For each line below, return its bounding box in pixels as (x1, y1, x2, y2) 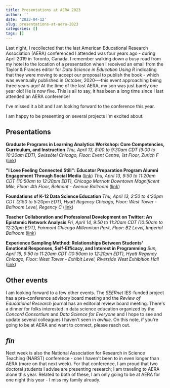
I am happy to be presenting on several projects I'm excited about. (6, 113, 144, 119)
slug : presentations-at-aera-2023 (6, 21, 79, 27)
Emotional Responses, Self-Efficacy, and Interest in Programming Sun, (6, 245, 157, 251)
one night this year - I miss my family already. (6, 377, 101, 383)
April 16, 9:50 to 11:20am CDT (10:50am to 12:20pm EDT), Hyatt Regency (6, 251, 157, 257)
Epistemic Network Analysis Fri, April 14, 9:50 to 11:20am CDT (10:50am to (6, 219, 163, 225)
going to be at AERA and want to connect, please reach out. (6, 322, 131, 328)
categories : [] (6, 26, 38, 31)
